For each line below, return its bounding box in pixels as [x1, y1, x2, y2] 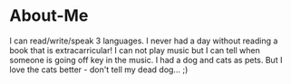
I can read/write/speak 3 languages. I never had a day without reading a [9, 35, 278, 46]
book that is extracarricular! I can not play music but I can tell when [9, 44, 260, 55]
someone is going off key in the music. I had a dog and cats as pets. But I [9, 54, 283, 65]
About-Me [9, 5, 89, 26]
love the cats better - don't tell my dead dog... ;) [9, 64, 189, 75]
